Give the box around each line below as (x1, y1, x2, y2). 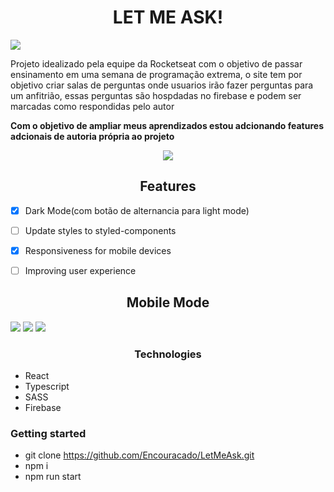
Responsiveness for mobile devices (24, 244, 172, 256)
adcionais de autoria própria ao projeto (10, 130, 175, 142)
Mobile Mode (126, 294, 210, 311)
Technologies (134, 347, 202, 361)
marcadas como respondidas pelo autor (10, 100, 175, 112)
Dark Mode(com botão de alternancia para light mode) (24, 204, 250, 216)
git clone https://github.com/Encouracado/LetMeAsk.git (24, 449, 255, 461)
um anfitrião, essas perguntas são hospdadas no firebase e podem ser (10, 89, 302, 101)
